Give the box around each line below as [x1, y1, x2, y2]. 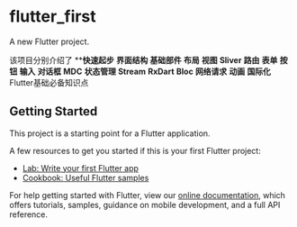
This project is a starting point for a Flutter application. [9, 128, 211, 139]
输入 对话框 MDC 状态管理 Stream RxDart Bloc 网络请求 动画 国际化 [19, 66, 272, 77]
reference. [9, 209, 48, 220]
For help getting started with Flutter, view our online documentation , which [9, 189, 286, 200]
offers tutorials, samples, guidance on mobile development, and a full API [9, 199, 281, 210]
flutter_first [9, 6, 96, 27]
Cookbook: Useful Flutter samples [22, 172, 149, 183]
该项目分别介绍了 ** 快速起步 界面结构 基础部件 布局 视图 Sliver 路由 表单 [9, 54, 278, 65]
